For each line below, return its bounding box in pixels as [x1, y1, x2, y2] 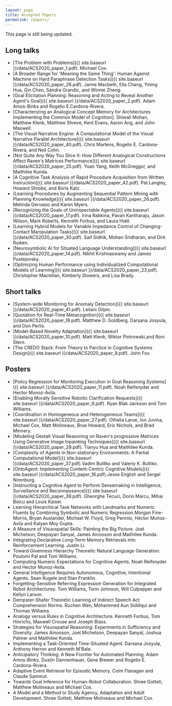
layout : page [5, 7, 33, 13]
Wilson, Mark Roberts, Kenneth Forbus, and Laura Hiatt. [12, 218, 131, 224]
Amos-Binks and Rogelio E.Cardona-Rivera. [12, 103, 105, 109]
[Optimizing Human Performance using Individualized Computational [12, 261, 158, 268]
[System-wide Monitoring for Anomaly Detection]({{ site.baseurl [12, 301, 149, 307]
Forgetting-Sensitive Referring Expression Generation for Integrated [12, 580, 157, 586]
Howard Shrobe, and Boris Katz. [12, 185, 81, 192]
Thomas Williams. [12, 607, 50, 614]
